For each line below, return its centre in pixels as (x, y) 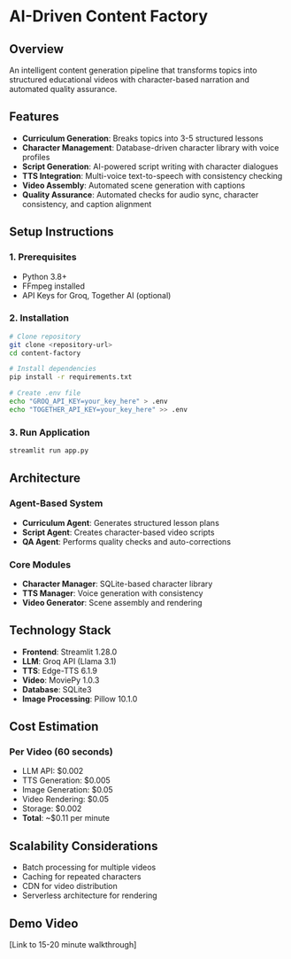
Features (34, 117)
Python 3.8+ (45, 276)
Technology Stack (60, 630)
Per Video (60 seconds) (61, 752)
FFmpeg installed (54, 286)
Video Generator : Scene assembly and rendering (112, 602)
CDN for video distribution (69, 886)
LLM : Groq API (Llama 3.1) (69, 661)
